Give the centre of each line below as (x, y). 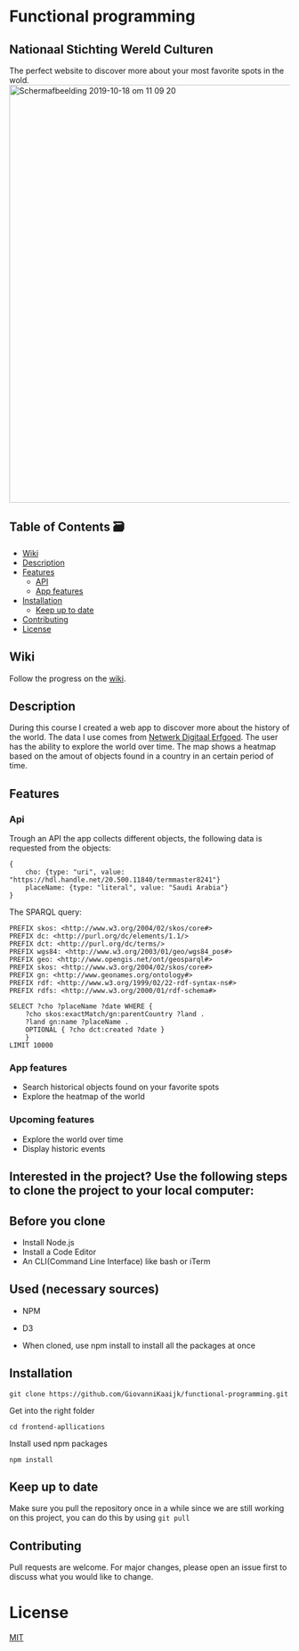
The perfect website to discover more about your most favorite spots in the (147, 70)
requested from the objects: (60, 848)
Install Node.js (48, 1242)
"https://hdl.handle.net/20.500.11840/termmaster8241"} (115, 880)
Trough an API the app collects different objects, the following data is (136, 839)
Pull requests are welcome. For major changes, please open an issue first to (148, 1567)
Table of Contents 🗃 (67, 527)
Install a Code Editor (59, 1252)
